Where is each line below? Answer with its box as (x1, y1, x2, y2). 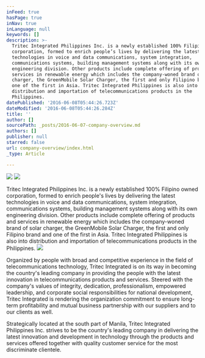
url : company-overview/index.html (6, 145, 95, 151)
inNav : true (6, 20, 37, 26)
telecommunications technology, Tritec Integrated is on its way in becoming (6, 263, 196, 270)
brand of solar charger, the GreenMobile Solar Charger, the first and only (6, 224, 189, 232)
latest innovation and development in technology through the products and (6, 333, 194, 340)
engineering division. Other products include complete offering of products (6, 211, 195, 218)
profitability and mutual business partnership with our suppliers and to (19, 301, 196, 309)
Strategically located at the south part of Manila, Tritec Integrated (6, 320, 171, 327)
